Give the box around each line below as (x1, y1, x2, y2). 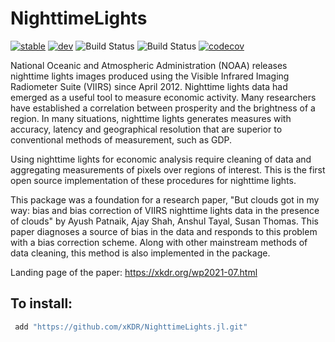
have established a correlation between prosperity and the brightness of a (10, 102, 316, 114)
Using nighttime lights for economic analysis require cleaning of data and (10, 153, 312, 165)
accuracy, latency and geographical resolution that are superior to (10, 123, 283, 135)
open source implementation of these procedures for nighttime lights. (10, 174, 297, 186)
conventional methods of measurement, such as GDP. (10, 133, 233, 146)
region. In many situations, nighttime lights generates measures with (10, 112, 292, 124)
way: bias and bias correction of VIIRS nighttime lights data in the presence (10, 204, 320, 216)
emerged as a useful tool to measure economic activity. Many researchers (10, 91, 317, 103)
